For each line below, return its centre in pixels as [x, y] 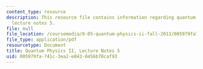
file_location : [25, 34]
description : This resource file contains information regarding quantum [101, 17]
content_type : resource [36, 12]
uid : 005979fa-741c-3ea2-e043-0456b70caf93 [62, 56]
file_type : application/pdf [42, 40]
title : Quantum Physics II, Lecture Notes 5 [63, 51]
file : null [20, 28]
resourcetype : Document [36, 46]
